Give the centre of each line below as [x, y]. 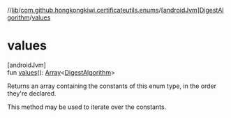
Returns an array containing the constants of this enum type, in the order [112, 86]
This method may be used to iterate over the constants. [87, 107]
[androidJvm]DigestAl [192, 10]
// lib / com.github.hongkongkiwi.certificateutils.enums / [84, 10]
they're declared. [32, 93]
